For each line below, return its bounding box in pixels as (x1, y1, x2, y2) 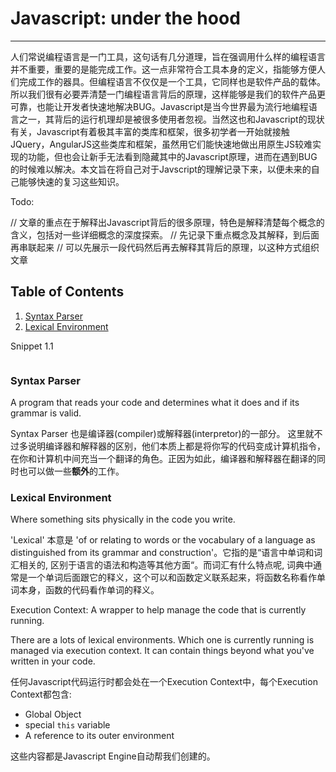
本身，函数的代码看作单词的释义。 (18, 584, 160, 596)
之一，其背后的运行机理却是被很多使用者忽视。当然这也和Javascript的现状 (18, 113, 325, 125)
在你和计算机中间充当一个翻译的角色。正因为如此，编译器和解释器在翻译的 (10, 453, 317, 465)
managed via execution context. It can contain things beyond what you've (10, 645, 315, 657)
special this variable (24, 719, 111, 731)
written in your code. (10, 655, 96, 667)
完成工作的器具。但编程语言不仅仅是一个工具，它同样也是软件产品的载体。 (18, 75, 326, 87)
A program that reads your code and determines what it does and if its (10, 397, 300, 409)
